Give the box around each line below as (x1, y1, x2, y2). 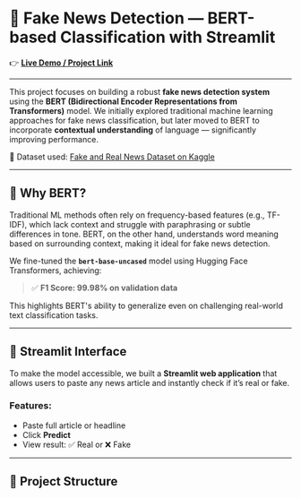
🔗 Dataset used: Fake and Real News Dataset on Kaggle (9, 151, 215, 162)
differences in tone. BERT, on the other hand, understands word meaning (9, 228, 279, 239)
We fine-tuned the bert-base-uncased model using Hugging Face (9, 255, 248, 266)
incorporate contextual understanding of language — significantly (9, 124, 257, 135)
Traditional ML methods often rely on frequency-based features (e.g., (9, 210, 266, 220)
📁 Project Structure (9, 474, 118, 489)
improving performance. (9, 133, 99, 144)
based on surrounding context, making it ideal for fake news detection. (9, 237, 271, 249)
